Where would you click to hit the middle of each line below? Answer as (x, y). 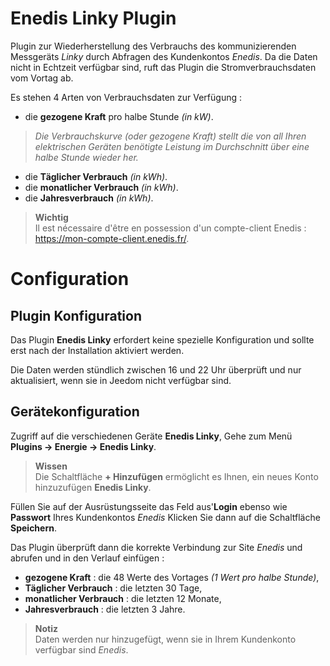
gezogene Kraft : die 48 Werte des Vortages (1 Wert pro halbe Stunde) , (172, 577)
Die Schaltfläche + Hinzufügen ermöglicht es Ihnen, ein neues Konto (176, 476)
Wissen (51, 466)
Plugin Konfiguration (76, 315)
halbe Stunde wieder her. (86, 157)
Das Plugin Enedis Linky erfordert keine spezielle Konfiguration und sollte (162, 339)
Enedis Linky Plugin (93, 18)
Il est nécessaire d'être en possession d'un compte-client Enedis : (170, 228)
